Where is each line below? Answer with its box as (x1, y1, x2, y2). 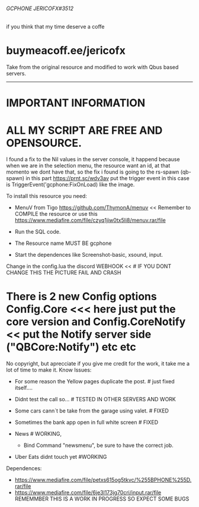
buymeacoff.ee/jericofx (6, 44, 126, 58)
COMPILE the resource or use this (14, 210, 98, 218)
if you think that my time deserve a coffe (6, 23, 105, 30)
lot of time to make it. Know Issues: (6, 366, 92, 374)
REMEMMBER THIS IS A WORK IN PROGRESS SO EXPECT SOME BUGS (14, 495, 190, 502)
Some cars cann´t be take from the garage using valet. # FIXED (14, 407, 169, 414)
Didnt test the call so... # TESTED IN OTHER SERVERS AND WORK (14, 396, 176, 403)
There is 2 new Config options (6, 290, 157, 303)
